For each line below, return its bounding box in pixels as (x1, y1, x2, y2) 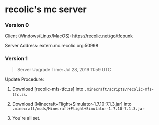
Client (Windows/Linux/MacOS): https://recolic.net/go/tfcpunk (5, 33, 133, 39)
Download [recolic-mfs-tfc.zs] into (12, 86, 84, 92)
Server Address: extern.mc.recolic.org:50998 (5, 43, 99, 49)
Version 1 (5, 55, 28, 62)
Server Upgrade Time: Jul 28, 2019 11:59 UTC (17, 66, 111, 72)
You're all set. (12, 115, 41, 121)
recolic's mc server (5, 4, 87, 15)
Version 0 (5, 22, 29, 29)
